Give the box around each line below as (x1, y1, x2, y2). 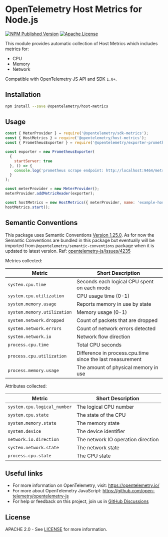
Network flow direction (76, 333, 130, 340)
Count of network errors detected (76, 325, 156, 332)
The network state (76, 444, 120, 451)
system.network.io (7, 333, 51, 339)
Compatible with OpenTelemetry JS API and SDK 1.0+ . (5, 76, 117, 82)
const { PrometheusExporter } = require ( (5, 140, 93, 145)
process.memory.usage (7, 368, 59, 373)
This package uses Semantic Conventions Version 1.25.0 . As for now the (5, 232, 154, 238)
